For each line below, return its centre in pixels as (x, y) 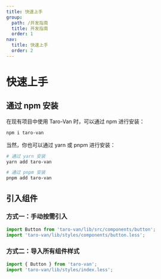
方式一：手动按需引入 (37, 217)
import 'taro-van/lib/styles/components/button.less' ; (76, 235)
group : (14, 17)
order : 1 (22, 34)
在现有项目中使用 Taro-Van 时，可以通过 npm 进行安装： (75, 121)
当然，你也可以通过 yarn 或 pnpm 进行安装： (61, 145)
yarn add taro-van (29, 162)
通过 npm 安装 (32, 106)
